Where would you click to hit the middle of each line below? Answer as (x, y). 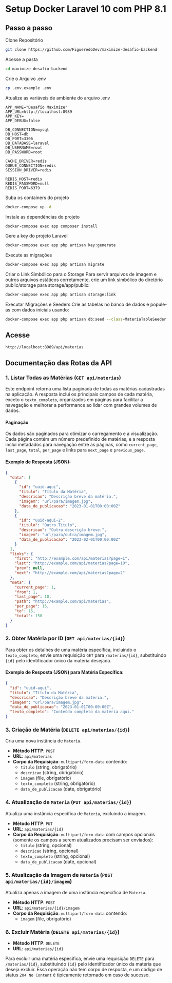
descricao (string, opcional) (50, 851)
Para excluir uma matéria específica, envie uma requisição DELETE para (80, 959)
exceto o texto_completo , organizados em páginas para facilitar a (74, 400)
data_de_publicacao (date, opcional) (58, 861)
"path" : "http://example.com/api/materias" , (63, 602)
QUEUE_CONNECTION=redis (31, 165)
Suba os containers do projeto (37, 198)
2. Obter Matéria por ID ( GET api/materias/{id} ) (65, 638)
